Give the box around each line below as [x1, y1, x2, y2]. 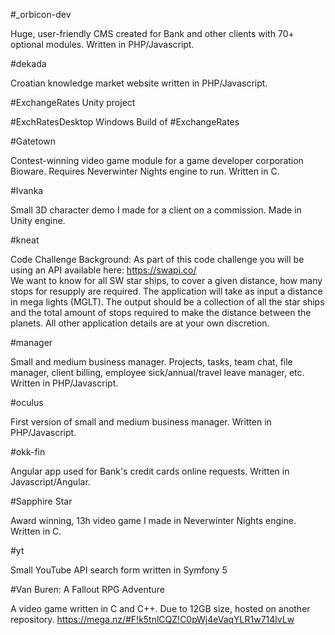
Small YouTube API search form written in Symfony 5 [10, 564, 228, 576]
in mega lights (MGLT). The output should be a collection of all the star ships [10, 296, 325, 308]
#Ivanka [10, 185, 44, 196]
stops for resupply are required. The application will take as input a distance [10, 285, 323, 297]
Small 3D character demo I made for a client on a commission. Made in [10, 204, 302, 216]
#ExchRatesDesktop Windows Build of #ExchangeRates [10, 116, 240, 128]
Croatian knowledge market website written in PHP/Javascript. [10, 77, 268, 89]
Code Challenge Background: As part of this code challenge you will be [10, 254, 305, 265]
